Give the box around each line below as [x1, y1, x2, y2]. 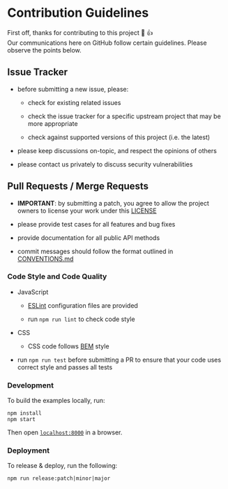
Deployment [7, 446, 50, 455]
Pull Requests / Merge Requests [7, 180, 149, 192]
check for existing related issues [27, 98, 121, 106]
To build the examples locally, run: [7, 397, 106, 405]
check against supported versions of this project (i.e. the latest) [27, 133, 211, 141]
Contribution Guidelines [7, 5, 149, 21]
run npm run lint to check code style [27, 315, 135, 323]
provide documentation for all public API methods [17, 233, 160, 242]
